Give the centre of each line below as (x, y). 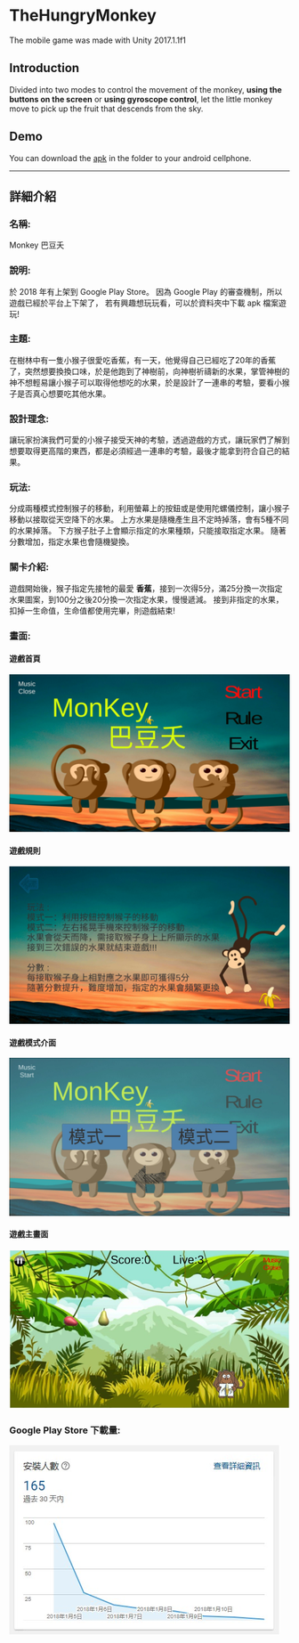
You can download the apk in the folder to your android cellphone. (130, 158)
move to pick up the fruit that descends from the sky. (106, 109)
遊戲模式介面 (32, 1042)
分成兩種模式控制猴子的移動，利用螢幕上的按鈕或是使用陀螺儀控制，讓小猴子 (149, 508)
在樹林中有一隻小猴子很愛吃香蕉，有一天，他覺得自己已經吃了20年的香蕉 (143, 360)
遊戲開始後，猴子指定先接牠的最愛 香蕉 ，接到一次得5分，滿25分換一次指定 (146, 588)
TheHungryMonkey (83, 16)
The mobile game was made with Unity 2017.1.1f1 (98, 40)
